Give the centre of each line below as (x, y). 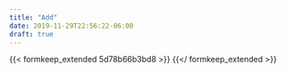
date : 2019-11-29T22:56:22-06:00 (71, 26)
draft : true (31, 34)
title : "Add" (34, 17)
